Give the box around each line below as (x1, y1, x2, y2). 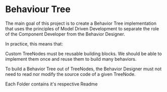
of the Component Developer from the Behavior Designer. (5, 31, 125, 37)
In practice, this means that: (5, 40, 63, 47)
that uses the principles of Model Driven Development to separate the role (5, 25, 159, 31)
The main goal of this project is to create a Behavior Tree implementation (5, 20, 156, 26)
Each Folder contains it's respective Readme (5, 81, 98, 87)
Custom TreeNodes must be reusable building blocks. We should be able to (5, 51, 162, 57)
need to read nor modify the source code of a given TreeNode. (5, 71, 136, 77)
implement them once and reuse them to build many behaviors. (5, 56, 137, 62)
